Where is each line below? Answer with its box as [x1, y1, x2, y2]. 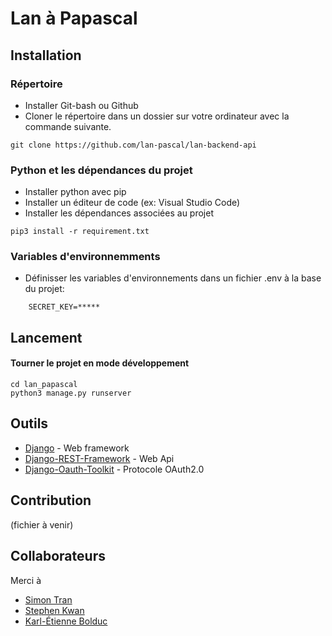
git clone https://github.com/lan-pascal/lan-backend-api [10, 140, 257, 150]
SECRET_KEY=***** [28, 302, 101, 312]
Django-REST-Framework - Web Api [24, 452, 175, 464]
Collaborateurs [10, 548, 106, 565]
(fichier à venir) [10, 518, 74, 531]
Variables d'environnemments [10, 250, 161, 264]
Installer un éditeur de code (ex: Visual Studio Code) [24, 197, 241, 209]
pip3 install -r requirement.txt [10, 227, 150, 237]
